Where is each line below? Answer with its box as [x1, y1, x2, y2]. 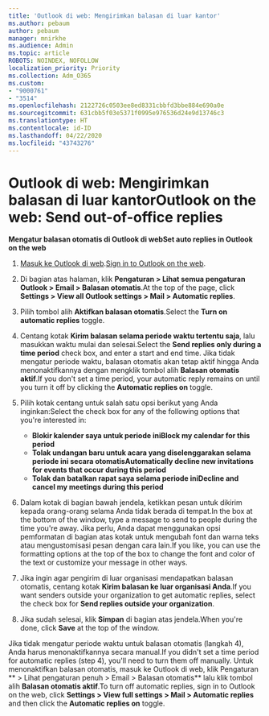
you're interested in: [19, 416, 87, 425]
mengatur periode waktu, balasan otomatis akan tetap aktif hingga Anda [19, 357, 259, 366]
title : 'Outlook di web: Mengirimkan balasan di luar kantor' [8, 11, 221, 20]
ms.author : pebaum [8, 19, 70, 27]
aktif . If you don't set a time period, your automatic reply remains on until [19, 374, 260, 383]
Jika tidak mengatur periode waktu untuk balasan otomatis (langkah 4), [8, 639, 244, 648]
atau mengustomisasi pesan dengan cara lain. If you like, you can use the [19, 540, 261, 550]
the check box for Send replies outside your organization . [19, 599, 215, 609]
